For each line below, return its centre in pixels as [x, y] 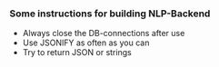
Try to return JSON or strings [77, 53]
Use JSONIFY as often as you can [86, 43]
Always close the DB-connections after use [104, 33]
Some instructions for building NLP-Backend [110, 14]
